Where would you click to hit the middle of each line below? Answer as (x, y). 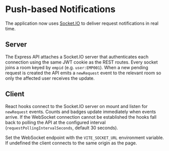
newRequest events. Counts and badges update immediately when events (81, 112)
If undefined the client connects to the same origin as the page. (71, 143)
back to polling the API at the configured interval (55, 122)
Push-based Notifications (61, 9)
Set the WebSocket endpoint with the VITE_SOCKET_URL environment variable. (84, 137)
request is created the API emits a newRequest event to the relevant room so (83, 73)
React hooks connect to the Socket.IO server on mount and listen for (76, 106)
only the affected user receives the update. (50, 78)
